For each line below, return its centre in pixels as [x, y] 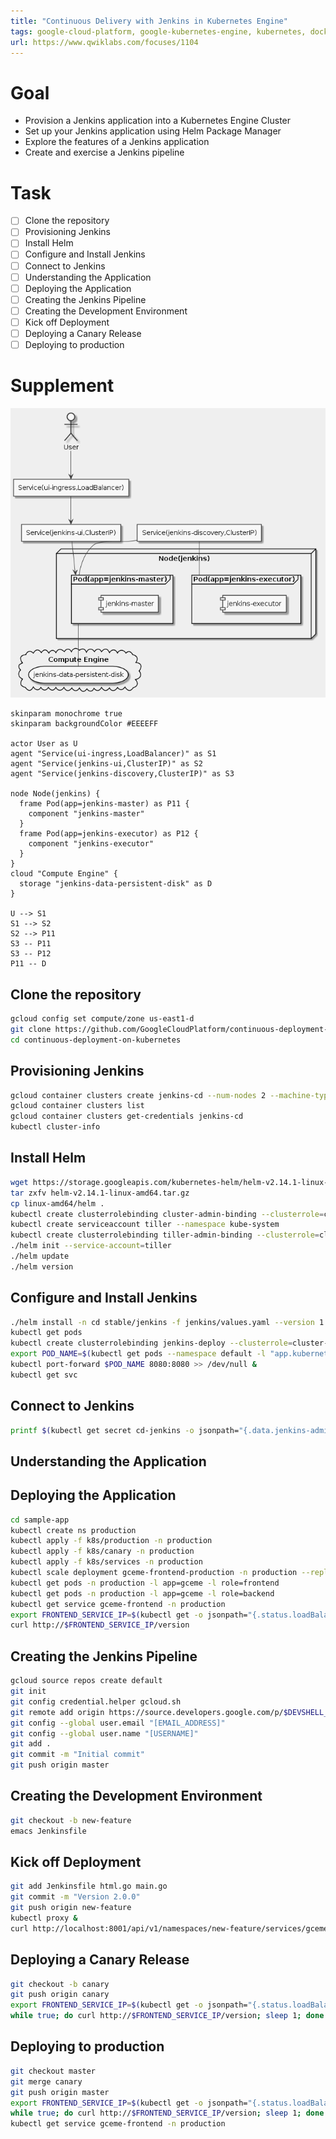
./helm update [40, 1256]
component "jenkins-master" [86, 814]
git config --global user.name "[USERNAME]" [104, 1733]
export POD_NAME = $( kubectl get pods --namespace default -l [138, 1354]
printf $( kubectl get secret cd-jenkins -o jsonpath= [125, 1430]
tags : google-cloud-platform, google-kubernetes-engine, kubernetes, [158, 31]
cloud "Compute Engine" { [64, 874]
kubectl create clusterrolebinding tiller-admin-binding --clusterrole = [165, 1235]
